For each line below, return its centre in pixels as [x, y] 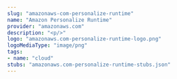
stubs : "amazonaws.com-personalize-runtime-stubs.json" [89, 65]
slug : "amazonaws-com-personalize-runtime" [71, 13]
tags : [15, 52]
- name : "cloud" [30, 58]
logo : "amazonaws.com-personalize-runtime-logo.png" [84, 39]
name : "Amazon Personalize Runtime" [60, 20]
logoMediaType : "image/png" [48, 45]
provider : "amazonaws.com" [46, 26]
